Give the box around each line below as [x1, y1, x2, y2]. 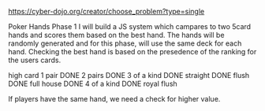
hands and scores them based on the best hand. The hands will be [8, 31, 225, 39]
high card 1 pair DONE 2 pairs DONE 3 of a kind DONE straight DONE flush [8, 71, 250, 80]
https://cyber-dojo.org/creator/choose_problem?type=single [8, 7, 205, 16]
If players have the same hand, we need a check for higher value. [8, 94, 221, 103]
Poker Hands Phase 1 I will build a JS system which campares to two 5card [8, 22, 251, 31]
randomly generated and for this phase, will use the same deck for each [8, 39, 242, 48]
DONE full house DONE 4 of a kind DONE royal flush [8, 79, 177, 88]
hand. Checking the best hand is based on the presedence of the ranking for [8, 47, 257, 56]
